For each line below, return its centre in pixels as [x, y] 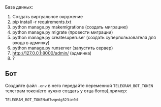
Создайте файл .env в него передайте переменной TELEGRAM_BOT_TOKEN [79, 85]
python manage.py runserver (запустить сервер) [63, 48]
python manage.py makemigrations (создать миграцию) [70, 27]
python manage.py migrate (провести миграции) [63, 32]
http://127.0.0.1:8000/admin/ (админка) [52, 53]
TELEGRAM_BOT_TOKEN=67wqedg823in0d [42, 100]
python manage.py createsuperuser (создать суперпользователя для [84, 37]
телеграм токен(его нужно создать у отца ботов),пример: [66, 91]
